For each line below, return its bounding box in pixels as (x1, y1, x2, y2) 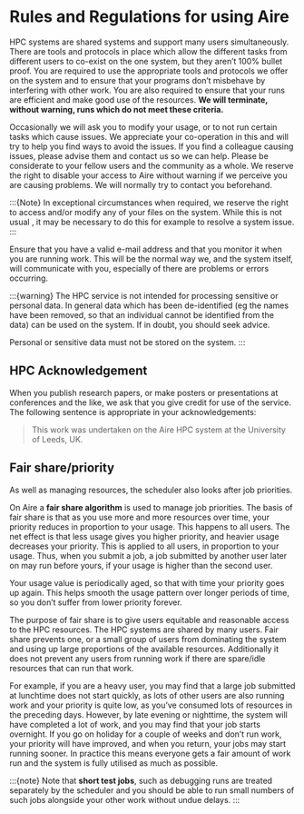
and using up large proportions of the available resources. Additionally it (9, 643, 279, 654)
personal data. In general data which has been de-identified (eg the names (9, 300, 289, 311)
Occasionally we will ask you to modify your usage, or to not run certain (9, 121, 278, 133)
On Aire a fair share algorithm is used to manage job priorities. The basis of (9, 501, 293, 512)
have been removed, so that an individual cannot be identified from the (9, 309, 275, 320)
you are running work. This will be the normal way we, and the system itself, (9, 253, 293, 264)
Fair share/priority (9, 461, 115, 476)
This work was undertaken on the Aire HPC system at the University (31, 424, 286, 435)
